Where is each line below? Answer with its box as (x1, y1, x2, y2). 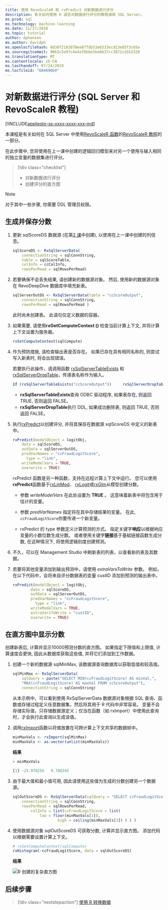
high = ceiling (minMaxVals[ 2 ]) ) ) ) (57, 818, 136, 823)
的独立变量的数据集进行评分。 (5, 154, 67, 160)
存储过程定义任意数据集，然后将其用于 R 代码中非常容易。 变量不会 (21, 701, 160, 707)
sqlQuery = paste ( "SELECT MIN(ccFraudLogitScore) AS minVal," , (22, 676, 157, 681)
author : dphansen (5, 36, 42, 41)
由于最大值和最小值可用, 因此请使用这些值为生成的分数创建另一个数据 (12, 778, 156, 784)
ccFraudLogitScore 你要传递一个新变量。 (20, 515, 103, 521)
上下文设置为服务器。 (12, 328, 57, 334)
